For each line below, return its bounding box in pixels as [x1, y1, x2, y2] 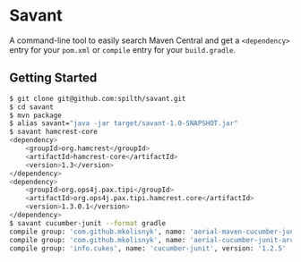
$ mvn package [9, 111, 63, 120]
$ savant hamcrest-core [9, 127, 99, 137]
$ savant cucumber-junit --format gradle [9, 218, 167, 228]
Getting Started [9, 71, 98, 86]
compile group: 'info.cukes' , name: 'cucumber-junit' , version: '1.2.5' [9, 243, 287, 253]
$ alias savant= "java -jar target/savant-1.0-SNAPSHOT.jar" [9, 119, 239, 128]
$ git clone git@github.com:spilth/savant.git [9, 94, 186, 103]
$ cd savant [9, 102, 54, 112]
